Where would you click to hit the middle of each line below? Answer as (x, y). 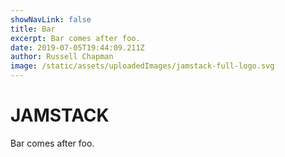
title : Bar (33, 29)
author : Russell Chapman (62, 57)
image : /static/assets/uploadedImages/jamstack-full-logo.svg (142, 66)
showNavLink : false (51, 19)
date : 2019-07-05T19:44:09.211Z (77, 47)
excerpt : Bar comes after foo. (75, 38)
